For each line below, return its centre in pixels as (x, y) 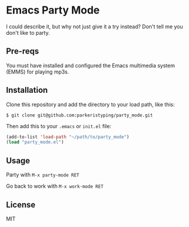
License (21, 204)
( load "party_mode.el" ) (35, 142)
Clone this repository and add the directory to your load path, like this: (90, 104)
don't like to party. (28, 32)
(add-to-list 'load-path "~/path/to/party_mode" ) (68, 137)
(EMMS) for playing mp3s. (37, 72)
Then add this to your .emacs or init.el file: (59, 126)
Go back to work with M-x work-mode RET (55, 186)
